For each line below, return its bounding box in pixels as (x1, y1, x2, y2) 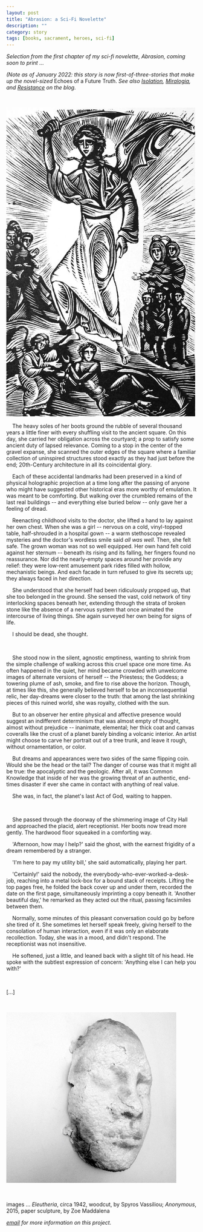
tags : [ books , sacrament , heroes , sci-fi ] (6, 35, 115, 42)
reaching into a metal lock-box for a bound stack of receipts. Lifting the (17, 877, 195, 884)
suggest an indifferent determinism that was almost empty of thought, (6, 718, 180, 725)
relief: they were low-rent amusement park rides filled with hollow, (6, 562, 171, 570)
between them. (6, 903, 44, 910)
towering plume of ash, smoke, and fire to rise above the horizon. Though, (6, 680, 191, 687)
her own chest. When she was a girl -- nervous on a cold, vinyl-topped (6, 523, 183, 531)
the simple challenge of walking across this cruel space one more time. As (6, 661, 192, 668)
